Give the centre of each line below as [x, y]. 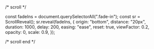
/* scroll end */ [20, 42]
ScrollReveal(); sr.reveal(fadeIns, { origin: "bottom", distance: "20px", [76, 22]
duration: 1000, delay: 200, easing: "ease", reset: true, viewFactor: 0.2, [77, 27]
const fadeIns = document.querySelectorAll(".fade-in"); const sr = [73, 16]
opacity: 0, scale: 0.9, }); [30, 32]
